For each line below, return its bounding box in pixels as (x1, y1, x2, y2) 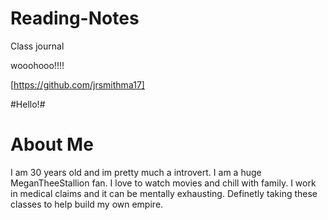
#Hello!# (10, 98, 46, 110)
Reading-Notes (10, 7, 140, 30)
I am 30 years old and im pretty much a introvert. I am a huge (10, 166, 262, 178)
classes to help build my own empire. (10, 198, 164, 210)
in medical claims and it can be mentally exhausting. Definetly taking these (10, 187, 318, 199)
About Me (10, 133, 94, 156)
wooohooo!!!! (10, 59, 65, 71)
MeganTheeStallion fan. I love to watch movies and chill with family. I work (10, 177, 317, 189)
